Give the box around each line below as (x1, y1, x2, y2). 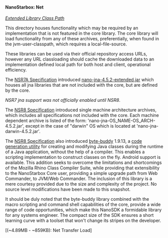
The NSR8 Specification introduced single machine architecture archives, (5, 107, 157, 113)
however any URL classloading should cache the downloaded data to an (5, 56, 154, 63)
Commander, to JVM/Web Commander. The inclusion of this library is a (5, 175, 152, 182)
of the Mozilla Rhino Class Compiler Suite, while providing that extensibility (5, 165, 159, 171)
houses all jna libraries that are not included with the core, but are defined (5, 82, 158, 88)
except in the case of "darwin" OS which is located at (25, 123, 136, 129)
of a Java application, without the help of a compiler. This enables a (5, 149, 145, 155)
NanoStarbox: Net (5, 4, 44, 10)
